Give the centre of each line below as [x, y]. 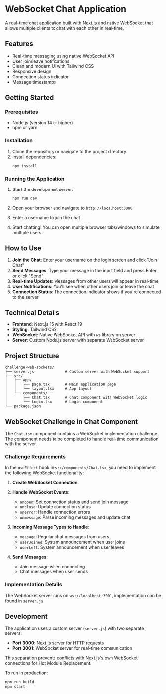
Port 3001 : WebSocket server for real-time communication [72, 648]
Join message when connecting [52, 567]
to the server [25, 297]
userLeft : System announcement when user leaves [72, 547]
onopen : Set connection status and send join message [74, 502]
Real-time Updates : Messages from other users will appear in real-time [85, 281]
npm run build [20, 682]
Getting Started [29, 98]
